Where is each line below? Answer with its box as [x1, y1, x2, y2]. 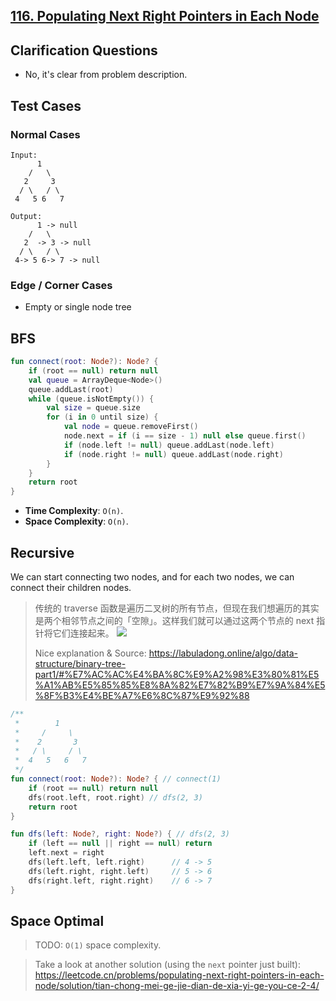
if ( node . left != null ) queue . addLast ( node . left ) [63, 440, 275, 450]
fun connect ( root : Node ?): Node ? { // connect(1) [10, 774, 222, 784]
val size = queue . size [46, 403, 141, 413]
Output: [10, 211, 43, 221]
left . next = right [28, 848, 105, 858]
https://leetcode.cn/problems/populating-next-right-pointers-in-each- [34, 969, 325, 981]
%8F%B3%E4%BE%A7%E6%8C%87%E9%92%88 [34, 689, 250, 701]
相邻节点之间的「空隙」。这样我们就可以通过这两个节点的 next [61, 614, 315, 626]
